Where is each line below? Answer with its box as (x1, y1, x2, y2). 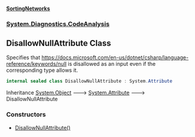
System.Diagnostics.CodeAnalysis (6, 20, 109, 28)
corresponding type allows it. (6, 66, 78, 74)
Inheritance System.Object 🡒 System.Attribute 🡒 (6, 89, 145, 96)
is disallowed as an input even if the (68, 60, 156, 68)
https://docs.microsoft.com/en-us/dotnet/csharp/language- (41, 54, 189, 61)
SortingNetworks (6, 5, 50, 12)
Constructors (6, 111, 46, 119)
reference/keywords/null (6, 60, 67, 68)
